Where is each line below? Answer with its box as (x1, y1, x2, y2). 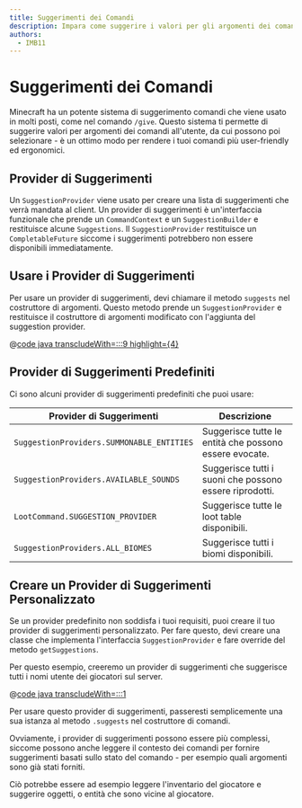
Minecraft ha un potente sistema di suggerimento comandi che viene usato (9, 107, 288, 118)
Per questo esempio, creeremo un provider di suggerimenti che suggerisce (9, 661, 288, 672)
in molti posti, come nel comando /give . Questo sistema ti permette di (9, 116, 268, 127)
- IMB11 (17, 38, 47, 48)
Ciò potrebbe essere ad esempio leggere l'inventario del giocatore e (9, 779, 262, 790)
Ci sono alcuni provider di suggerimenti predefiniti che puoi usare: (9, 388, 254, 399)
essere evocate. (201, 447, 270, 459)
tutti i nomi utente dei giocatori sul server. (9, 671, 164, 682)
